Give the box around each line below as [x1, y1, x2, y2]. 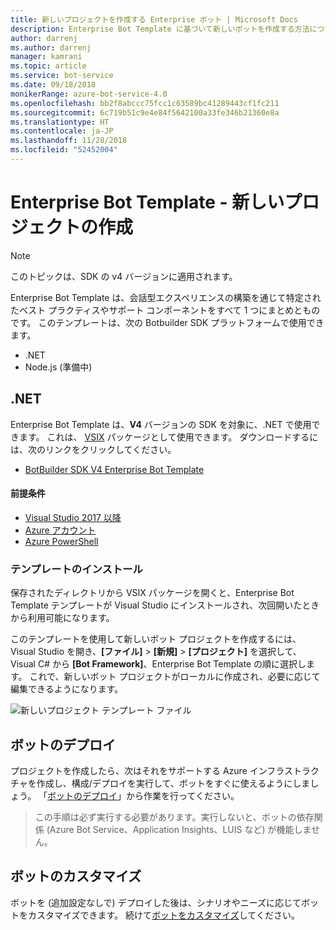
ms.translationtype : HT [10, 117, 110, 127]
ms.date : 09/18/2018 [10, 80, 97, 90]
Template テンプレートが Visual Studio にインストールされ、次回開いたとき [10, 599, 320, 611]
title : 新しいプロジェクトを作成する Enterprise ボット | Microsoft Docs [10, 14, 298, 25]
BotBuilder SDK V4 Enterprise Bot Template [24, 463, 205, 475]
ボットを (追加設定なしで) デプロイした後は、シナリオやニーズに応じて [10, 896, 302, 908]
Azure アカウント [24, 524, 97, 536]
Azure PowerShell [24, 535, 99, 547]
